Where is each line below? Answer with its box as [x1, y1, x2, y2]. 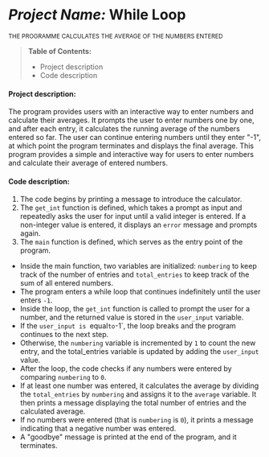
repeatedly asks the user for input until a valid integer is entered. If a [19, 212, 247, 221]
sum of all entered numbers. [19, 278, 114, 288]
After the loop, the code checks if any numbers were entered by [19, 364, 232, 373]
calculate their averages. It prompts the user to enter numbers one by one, [8, 115, 255, 126]
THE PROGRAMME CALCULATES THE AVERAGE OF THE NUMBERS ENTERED [8, 32, 223, 40]
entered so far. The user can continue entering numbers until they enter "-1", [8, 133, 262, 142]
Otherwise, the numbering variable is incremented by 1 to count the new [19, 338, 256, 348]
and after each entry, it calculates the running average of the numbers [8, 124, 241, 134]
